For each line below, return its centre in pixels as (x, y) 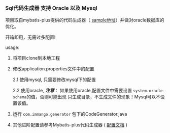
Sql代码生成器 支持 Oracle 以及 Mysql (51, 8)
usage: (12, 47)
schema (20, 97)
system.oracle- (149, 91)
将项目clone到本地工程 (36, 58)
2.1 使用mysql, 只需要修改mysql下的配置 (54, 79)
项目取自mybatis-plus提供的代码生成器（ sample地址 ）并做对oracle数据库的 (85, 20)
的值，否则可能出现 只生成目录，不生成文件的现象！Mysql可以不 (93, 97)
